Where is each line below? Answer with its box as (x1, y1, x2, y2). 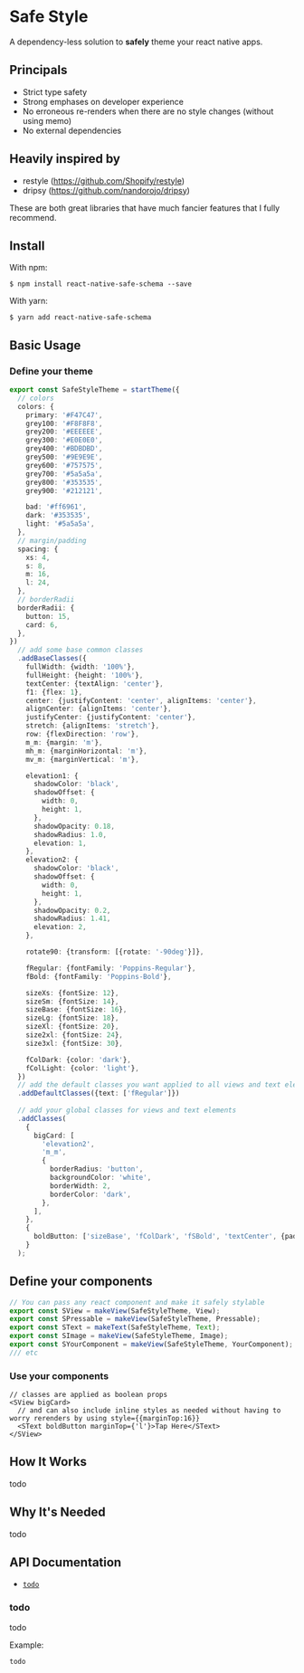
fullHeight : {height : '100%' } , (25, 670, 144, 680)
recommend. (9, 212, 57, 223)
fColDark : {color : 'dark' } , (25, 1055, 131, 1064)
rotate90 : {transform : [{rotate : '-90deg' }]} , (25, 947, 204, 956)
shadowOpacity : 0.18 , (33, 822, 116, 831)
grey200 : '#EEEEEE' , (25, 427, 103, 436)
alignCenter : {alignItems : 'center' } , (25, 704, 172, 714)
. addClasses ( (17, 1114, 67, 1123)
